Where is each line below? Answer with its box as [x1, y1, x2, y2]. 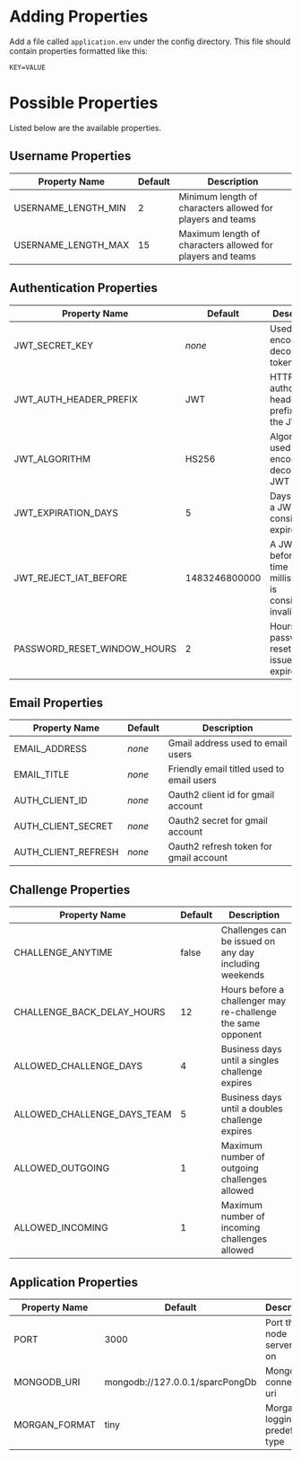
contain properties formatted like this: [9, 45, 148, 56]
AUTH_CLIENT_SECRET [13, 820, 114, 833]
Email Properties [9, 694, 104, 711]
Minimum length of [178, 190, 258, 203]
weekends [220, 968, 265, 981]
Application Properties [9, 1274, 139, 1290]
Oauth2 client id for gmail [168, 789, 275, 801]
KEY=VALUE [9, 63, 47, 72]
